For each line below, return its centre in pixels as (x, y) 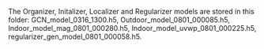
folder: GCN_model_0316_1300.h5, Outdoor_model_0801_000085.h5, (119, 20)
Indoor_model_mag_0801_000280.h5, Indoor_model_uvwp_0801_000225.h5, (132, 28)
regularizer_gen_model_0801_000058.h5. (75, 36)
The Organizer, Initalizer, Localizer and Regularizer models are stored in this (131, 11)
